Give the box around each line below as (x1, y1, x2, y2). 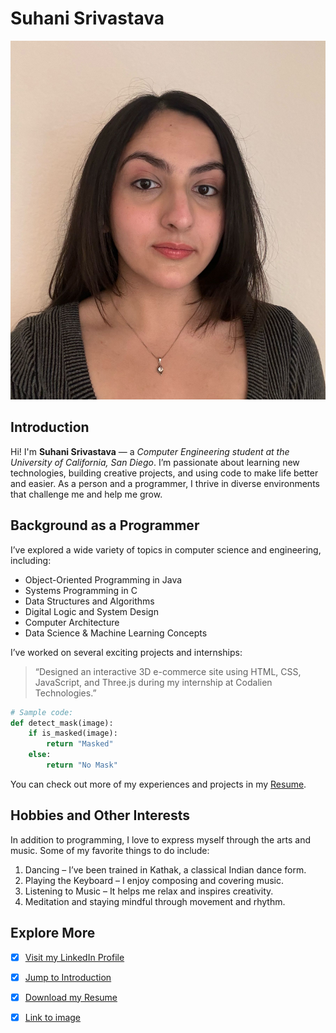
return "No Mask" (46, 760, 118, 770)
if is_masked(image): (28, 728, 118, 739)
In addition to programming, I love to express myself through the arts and (10, 833, 311, 846)
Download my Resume (24, 991, 118, 1003)
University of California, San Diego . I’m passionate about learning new (10, 456, 300, 468)
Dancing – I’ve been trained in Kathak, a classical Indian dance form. (24, 863, 307, 876)
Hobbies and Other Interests (10, 807, 191, 824)
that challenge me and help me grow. (10, 488, 163, 500)
